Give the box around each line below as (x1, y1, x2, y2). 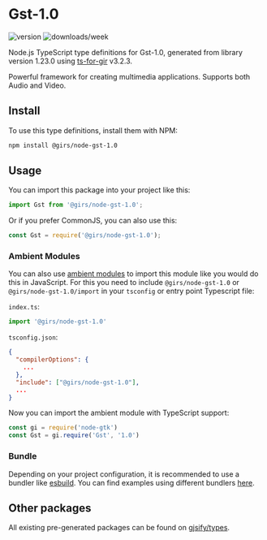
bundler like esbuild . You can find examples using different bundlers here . (8, 477, 256, 487)
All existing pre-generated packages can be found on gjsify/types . (8, 523, 230, 533)
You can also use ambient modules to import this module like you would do (8, 269, 259, 279)
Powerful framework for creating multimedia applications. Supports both (8, 71, 251, 81)
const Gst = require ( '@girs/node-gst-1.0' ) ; (8, 231, 161, 240)
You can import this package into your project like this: (8, 185, 191, 195)
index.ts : (8, 302, 41, 312)
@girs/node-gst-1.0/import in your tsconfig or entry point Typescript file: (8, 286, 255, 296)
